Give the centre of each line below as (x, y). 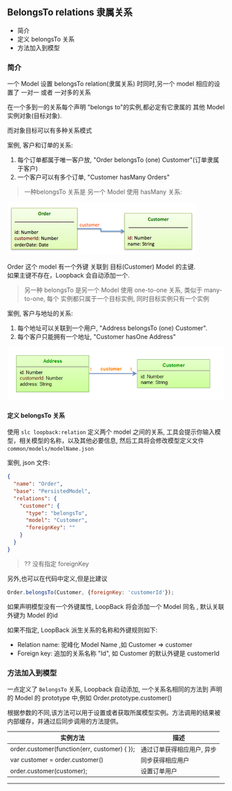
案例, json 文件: (29, 463)
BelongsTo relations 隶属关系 (70, 12)
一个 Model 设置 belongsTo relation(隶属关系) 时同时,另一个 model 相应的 (110, 84)
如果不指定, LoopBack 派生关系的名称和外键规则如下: (82, 630)
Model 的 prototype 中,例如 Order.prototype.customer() (93, 698)
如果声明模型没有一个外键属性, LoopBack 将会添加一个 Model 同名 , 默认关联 (116, 606)
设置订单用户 (159, 771)
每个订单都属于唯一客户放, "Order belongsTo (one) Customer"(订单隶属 (118, 160)
